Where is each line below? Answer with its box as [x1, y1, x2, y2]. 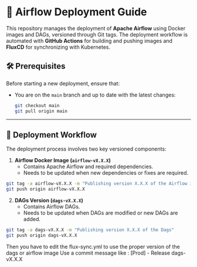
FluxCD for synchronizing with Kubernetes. [6, 44, 110, 51]
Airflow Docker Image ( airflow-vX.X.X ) [14, 157, 111, 164]
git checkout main [14, 102, 60, 108]
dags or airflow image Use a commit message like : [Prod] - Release [6, 249, 171, 256]
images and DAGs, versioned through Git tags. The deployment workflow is [6, 31, 188, 38]
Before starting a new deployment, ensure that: [6, 79, 120, 87]
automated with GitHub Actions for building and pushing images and [6, 37, 173, 44]
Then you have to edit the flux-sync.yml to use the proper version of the [6, 243, 180, 250]
